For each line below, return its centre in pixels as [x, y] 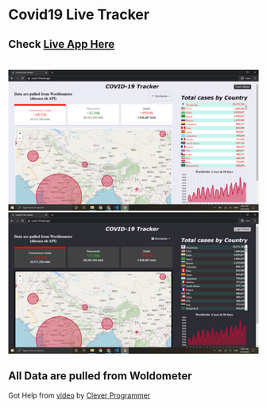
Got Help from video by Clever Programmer [79, 395]
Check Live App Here [62, 44]
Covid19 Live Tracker [79, 15]
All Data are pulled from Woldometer [100, 376]
